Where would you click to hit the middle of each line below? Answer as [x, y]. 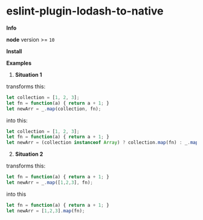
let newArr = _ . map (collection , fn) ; [54, 109]
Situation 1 [28, 74]
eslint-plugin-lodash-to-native [85, 11]
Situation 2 [29, 154]
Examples [19, 63]
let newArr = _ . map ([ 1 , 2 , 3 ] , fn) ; [50, 183]
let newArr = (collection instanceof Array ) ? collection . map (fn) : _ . [98, 143]
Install [14, 51]
